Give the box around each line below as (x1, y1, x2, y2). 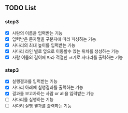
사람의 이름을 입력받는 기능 (12, 30, 63, 36)
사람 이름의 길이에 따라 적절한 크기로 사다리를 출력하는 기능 (12, 54, 123, 60)
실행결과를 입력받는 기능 (12, 79, 58, 84)
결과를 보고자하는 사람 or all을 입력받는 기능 (12, 91, 94, 97)
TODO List (5, 4, 36, 12)
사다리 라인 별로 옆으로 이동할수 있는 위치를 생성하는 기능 (12, 48, 119, 54)
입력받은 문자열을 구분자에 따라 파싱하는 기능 (12, 36, 97, 42)
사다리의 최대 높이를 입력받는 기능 (12, 42, 76, 48)
